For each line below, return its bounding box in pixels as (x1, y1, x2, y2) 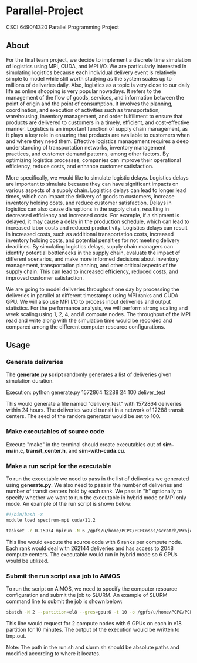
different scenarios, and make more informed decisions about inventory (6, 255, 179, 263)
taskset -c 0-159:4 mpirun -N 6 (6, 528, 85, 533)
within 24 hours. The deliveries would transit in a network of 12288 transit (6, 406, 184, 413)
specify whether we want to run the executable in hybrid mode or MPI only (6, 494, 186, 501)
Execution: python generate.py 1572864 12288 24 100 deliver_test (6, 389, 166, 396)
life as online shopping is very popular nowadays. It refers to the (6, 87, 161, 95)
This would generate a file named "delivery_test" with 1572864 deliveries (6, 400, 182, 407)
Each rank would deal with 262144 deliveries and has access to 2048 (6, 545, 174, 552)
